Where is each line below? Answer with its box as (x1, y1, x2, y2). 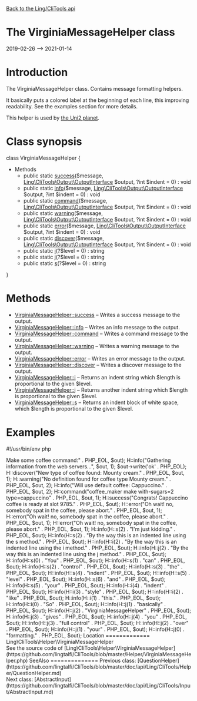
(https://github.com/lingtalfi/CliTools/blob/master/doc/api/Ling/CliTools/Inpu (6, 682, 191, 689)
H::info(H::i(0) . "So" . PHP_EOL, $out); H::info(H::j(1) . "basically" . (6, 600, 166, 607)
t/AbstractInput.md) (6, 688, 54, 695)
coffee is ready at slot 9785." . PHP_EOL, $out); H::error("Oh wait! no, (6, 500, 174, 507)
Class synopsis (6, 135, 82, 148)
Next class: (6, 676, 34, 683)
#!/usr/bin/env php (6, 445, 52, 452)
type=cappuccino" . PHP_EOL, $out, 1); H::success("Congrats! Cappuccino (6, 494, 188, 501)
